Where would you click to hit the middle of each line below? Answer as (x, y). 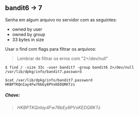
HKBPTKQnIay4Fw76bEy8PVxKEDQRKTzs (40, 84)
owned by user (27, 29)
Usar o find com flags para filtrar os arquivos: (51, 49)
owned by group (29, 34)
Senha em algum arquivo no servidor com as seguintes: (61, 19)
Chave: (13, 95)
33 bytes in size (28, 39)
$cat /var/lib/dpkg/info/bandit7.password (49, 80)
